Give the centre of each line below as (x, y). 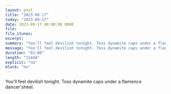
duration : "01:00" (25, 53)
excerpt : (15, 39)
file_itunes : (19, 34)
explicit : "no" (21, 62)
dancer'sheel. (20, 87)
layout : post (19, 10)
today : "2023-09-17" (27, 19)
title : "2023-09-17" (27, 15)
